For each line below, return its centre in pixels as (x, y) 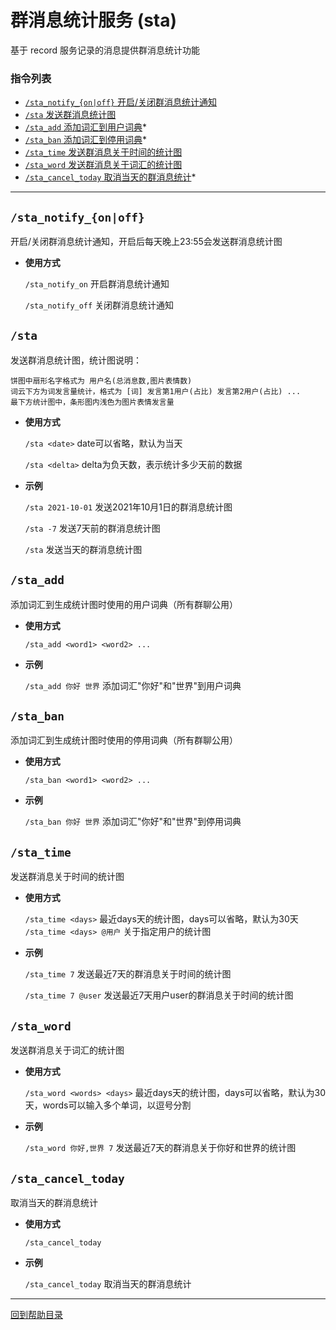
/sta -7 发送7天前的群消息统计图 (92, 528)
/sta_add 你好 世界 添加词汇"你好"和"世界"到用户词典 (133, 685)
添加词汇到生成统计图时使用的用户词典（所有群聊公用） (124, 604)
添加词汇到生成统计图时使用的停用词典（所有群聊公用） (124, 740)
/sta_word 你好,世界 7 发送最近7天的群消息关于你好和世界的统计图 (160, 1148)
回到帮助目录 (36, 1314)
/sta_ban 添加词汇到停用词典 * (86, 140)
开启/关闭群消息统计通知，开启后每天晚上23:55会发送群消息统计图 (146, 242)
